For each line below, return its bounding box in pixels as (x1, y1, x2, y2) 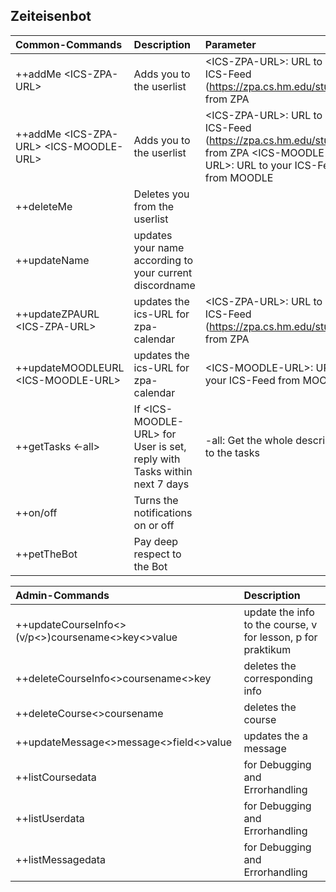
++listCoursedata (15, 770, 97, 784)
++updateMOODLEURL (15, 360, 125, 374)
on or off (133, 518, 175, 532)
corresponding (243, 671, 313, 685)
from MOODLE (204, 170, 274, 184)
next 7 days (133, 477, 190, 491)
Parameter (204, 37, 257, 51)
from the (133, 199, 175, 213)
